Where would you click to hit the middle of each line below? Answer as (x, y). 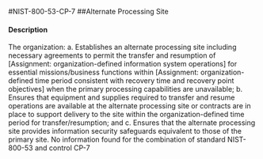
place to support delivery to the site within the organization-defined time (126, 115)
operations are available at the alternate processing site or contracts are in (130, 106)
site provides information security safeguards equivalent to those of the (125, 131)
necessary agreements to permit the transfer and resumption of (112, 55)
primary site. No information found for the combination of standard (117, 140)
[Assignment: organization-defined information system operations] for (123, 64)
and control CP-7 (62, 148)
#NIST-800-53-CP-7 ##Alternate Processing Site (88, 11)
